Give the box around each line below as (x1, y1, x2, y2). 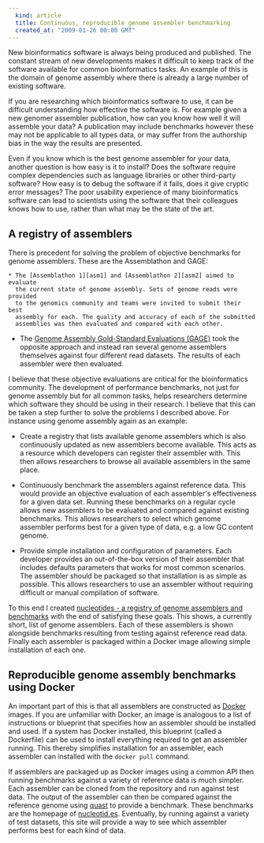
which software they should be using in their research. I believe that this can (8, 399, 256, 409)
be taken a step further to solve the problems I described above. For (8, 408, 230, 418)
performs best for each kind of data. (8, 826, 126, 835)
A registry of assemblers (8, 227, 132, 241)
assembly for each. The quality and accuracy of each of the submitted (15, 313, 256, 321)
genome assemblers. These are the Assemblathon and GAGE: (8, 257, 209, 266)
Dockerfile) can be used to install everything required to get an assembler (8, 735, 247, 744)
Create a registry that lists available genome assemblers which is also (19, 432, 246, 441)
